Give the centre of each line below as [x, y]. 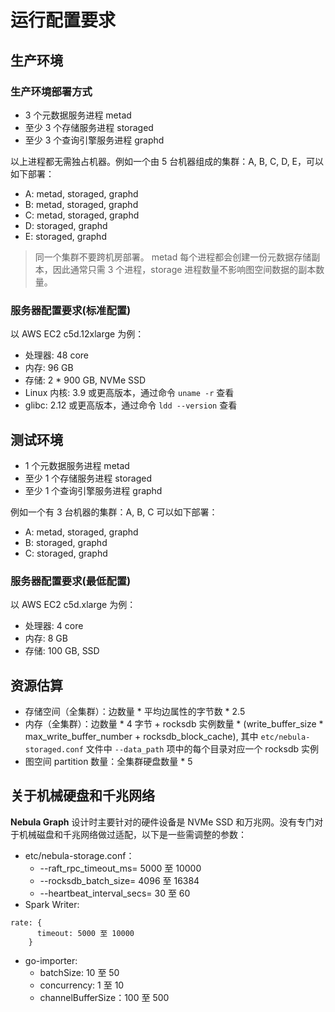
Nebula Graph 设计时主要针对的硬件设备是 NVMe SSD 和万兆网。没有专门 [162, 822]
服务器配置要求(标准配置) [71, 310]
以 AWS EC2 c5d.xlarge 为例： [73, 605]
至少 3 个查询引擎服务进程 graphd [94, 140]
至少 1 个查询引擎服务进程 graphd [93, 490]
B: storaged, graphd [66, 542]
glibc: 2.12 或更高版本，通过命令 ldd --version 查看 [131, 405]
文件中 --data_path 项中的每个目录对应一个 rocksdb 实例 [202, 749]
